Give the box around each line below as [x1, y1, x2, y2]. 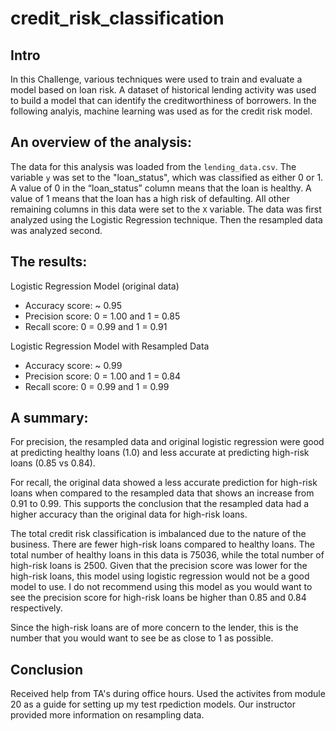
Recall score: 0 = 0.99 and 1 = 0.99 [24, 380, 170, 392]
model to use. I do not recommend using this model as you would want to [10, 581, 313, 593]
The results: [10, 253, 88, 271]
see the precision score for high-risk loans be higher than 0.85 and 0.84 [10, 592, 307, 604]
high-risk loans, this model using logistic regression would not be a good [10, 570, 310, 582]
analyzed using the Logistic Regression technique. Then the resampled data [10, 213, 323, 226]
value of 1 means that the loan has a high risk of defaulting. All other [10, 192, 291, 204]
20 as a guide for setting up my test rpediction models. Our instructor [10, 698, 297, 711]
